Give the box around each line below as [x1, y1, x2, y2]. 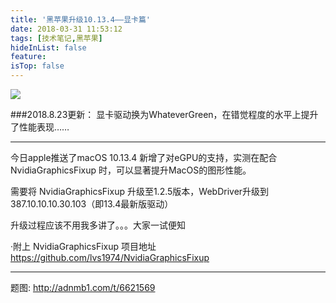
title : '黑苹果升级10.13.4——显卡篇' [10, 14, 152, 25]
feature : [10, 52, 47, 62]
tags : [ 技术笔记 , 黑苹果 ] [10, 33, 103, 43]
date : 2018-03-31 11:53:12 [10, 24, 123, 34]
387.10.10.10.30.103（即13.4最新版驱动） [10, 198, 174, 210]
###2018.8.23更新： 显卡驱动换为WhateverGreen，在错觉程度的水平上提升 [10, 109, 319, 120]
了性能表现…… [10, 121, 70, 133]
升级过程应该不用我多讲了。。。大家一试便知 [10, 219, 186, 231]
